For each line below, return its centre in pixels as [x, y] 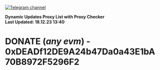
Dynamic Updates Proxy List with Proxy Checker [55, 17]
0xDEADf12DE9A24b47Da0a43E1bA [80, 52]
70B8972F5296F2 [42, 62]
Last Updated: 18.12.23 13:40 [35, 22]
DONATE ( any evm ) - [48, 42]
